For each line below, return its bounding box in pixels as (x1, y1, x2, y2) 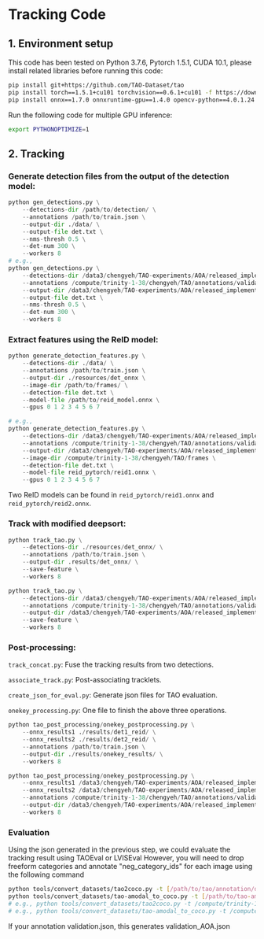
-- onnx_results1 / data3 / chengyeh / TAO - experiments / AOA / (22, 779, 206, 787)
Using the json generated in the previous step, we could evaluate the (8, 845, 231, 855)
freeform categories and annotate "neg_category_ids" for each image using (8, 862, 253, 871)
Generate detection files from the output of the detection (8, 171, 229, 182)
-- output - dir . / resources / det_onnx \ (22, 374, 146, 382)
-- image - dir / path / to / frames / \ (22, 381, 128, 389)
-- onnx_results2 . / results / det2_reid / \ (22, 736, 156, 744)
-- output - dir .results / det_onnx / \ (22, 558, 139, 566)
